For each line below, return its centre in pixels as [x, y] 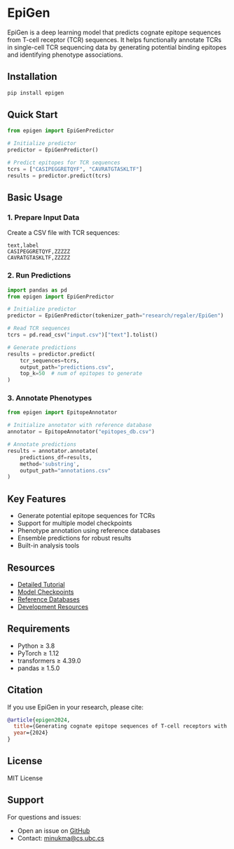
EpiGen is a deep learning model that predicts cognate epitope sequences [114, 32]
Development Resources [53, 606]
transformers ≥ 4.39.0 [49, 660]
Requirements [39, 629]
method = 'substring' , [50, 464]
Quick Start [33, 115]
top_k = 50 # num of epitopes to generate [81, 374]
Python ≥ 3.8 [36, 646]
